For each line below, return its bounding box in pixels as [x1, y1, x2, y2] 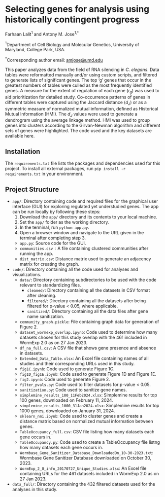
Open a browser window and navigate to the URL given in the [19, 229, 144, 235]
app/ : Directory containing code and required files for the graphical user [12, 198, 159, 204]
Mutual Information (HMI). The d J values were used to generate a [5, 111, 138, 118]
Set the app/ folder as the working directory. [19, 219, 109, 225]
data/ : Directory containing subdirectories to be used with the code [19, 277, 157, 283]
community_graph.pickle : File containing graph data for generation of [19, 319, 159, 324]
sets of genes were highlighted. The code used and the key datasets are [5, 128, 152, 134]
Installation [5, 147, 40, 156]
